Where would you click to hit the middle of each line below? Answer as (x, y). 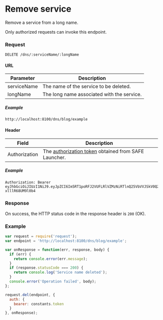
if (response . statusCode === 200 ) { (46, 268)
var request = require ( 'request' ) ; (41, 237)
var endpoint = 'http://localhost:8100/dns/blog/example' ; (66, 241)
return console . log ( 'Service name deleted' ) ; (61, 272)
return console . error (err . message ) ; (51, 259)
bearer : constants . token (39, 304)
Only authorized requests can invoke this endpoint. (56, 32)
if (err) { (20, 254)
